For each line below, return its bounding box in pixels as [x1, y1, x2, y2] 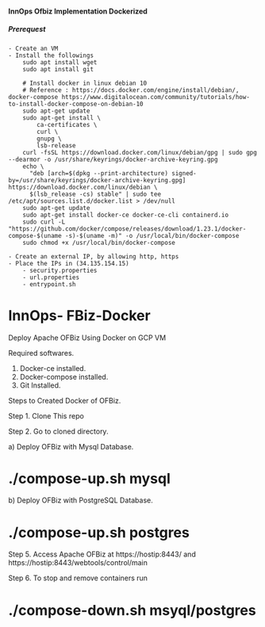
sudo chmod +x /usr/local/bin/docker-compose [22, 239, 176, 247]
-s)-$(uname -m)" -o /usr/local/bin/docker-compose [64, 231, 240, 239]
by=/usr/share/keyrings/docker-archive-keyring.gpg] [8, 176, 186, 184]
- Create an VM [8, 44, 59, 52]
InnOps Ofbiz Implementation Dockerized [8, 6, 148, 16]
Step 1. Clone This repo [8, 411, 85, 420]
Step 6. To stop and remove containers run [8, 573, 148, 583]
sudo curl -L [22, 218, 66, 226]
